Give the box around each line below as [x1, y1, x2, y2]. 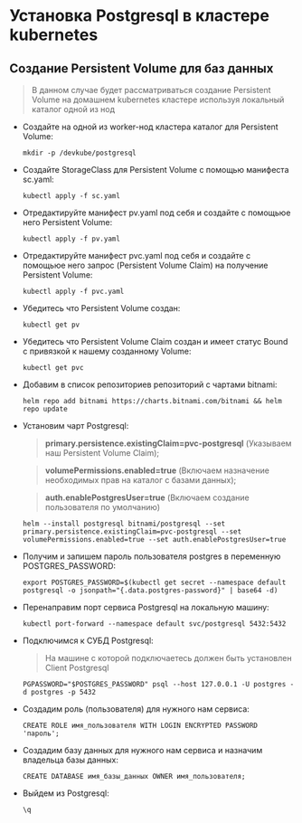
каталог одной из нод [31, 104, 116, 114]
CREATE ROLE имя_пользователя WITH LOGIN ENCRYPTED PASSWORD [22, 721, 259, 730]
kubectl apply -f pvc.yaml [22, 287, 125, 296]
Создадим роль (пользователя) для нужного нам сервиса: [22, 704, 250, 714]
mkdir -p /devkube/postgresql [22, 148, 137, 157]
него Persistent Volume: [22, 217, 113, 227]
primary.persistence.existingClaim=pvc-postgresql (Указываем [44, 438, 292, 449]
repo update [22, 404, 68, 413]
